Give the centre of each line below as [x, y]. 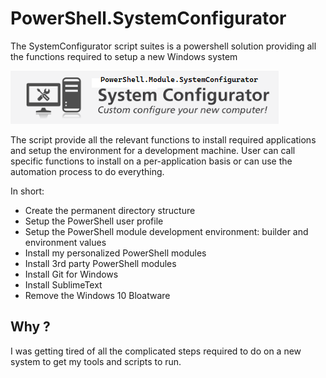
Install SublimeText [63, 284]
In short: [27, 191]
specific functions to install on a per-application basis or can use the [151, 161]
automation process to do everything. [87, 171]
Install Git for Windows [71, 274]
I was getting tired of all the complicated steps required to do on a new [156, 351]
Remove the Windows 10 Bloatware [97, 295]
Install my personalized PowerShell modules [115, 253]
